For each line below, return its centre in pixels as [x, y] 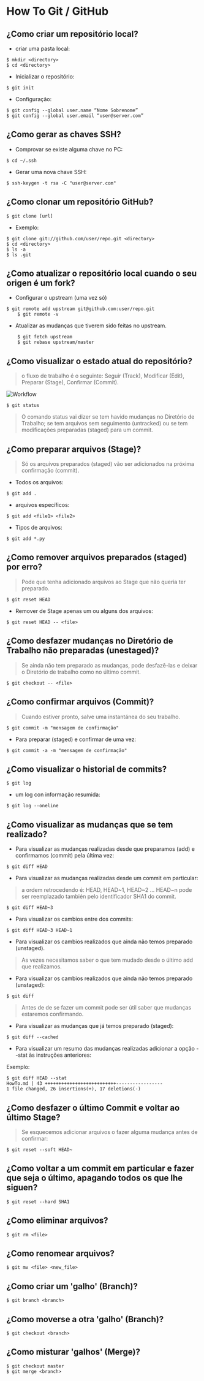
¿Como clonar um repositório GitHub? [80, 202]
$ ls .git [19, 255]
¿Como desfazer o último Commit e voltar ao [93, 1108]
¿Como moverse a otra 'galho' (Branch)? [85, 1319]
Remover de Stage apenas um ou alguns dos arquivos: [84, 611]
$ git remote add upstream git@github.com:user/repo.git [81, 309]
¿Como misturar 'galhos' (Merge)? [74, 1352]
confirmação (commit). [50, 471]
